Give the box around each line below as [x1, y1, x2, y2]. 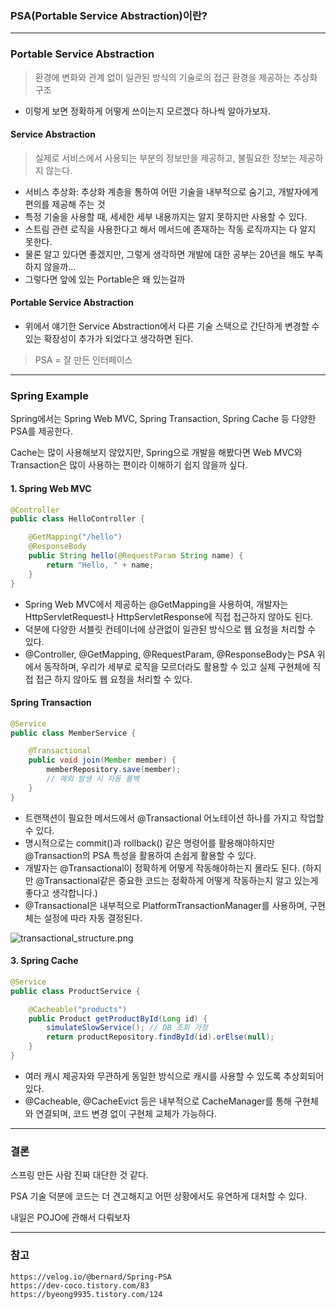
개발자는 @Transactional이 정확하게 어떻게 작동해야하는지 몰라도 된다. [24, 862, 300, 874]
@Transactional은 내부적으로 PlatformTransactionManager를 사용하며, [24, 899, 308, 911]
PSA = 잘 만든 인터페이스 [34, 354, 133, 366]
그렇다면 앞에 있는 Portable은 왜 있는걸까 [24, 273, 186, 285]
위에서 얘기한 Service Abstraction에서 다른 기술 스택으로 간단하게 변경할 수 [24, 320, 320, 332]
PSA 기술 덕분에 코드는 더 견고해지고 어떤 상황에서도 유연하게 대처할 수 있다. [10, 1190, 308, 1202]
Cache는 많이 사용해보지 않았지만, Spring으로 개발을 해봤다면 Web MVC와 [10, 447, 303, 459]
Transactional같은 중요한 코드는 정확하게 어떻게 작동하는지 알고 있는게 [44, 874, 319, 886]
